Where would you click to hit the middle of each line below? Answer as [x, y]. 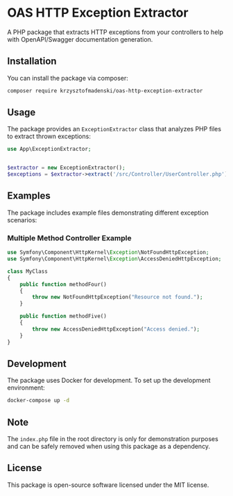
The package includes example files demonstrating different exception [108, 213]
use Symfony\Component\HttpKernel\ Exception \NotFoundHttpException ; [108, 253]
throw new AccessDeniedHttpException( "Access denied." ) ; [116, 329]
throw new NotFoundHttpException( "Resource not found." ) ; [118, 297]
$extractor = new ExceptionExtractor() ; [67, 168]
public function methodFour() [63, 284]
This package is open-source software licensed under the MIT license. [108, 485]
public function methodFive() [63, 316]
